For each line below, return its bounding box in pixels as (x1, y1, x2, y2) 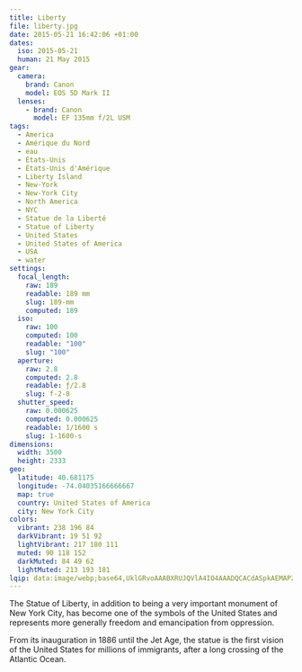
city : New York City (17, 506, 94, 515)
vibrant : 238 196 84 (17, 524, 94, 533)
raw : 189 (25, 281, 58, 290)
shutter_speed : (17, 398, 75, 408)
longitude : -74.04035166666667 (17, 481, 135, 490)
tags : (9, 122, 30, 131)
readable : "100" (25, 339, 87, 348)
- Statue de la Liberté (17, 213, 106, 223)
